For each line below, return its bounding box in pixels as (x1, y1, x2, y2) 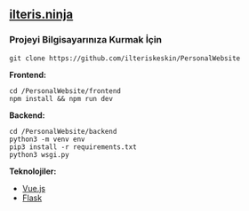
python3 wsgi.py (9, 150, 69, 159)
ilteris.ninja (9, 7, 74, 22)
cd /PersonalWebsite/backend (9, 127, 117, 136)
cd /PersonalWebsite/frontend (9, 86, 122, 96)
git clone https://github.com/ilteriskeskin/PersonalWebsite (9, 53, 241, 63)
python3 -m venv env (9, 135, 86, 144)
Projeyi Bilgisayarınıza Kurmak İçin (9, 34, 163, 46)
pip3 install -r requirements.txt (9, 142, 138, 152)
